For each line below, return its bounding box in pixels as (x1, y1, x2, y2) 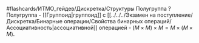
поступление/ (157, 11, 193, 19)
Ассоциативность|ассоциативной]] (6, 24, 98, 31)
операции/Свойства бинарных (63, 18, 143, 24)
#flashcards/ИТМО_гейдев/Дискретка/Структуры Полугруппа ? (6, 5, 171, 12)
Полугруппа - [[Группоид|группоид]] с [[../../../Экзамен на (6, 11, 156, 19)
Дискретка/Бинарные (6, 18, 63, 24)
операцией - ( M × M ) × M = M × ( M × (99, 24, 193, 31)
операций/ (144, 18, 172, 24)
